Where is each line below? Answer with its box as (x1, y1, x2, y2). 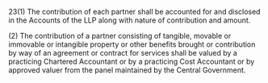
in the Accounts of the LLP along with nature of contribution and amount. (8, 15, 251, 25)
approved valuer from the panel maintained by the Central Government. (8, 65, 246, 75)
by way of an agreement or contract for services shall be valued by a (8, 48, 238, 57)
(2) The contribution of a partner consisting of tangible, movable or (8, 31, 232, 40)
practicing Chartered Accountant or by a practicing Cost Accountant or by (8, 56, 255, 66)
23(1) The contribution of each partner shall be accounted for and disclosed (8, 7, 261, 16)
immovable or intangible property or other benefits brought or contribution (8, 39, 256, 49)
